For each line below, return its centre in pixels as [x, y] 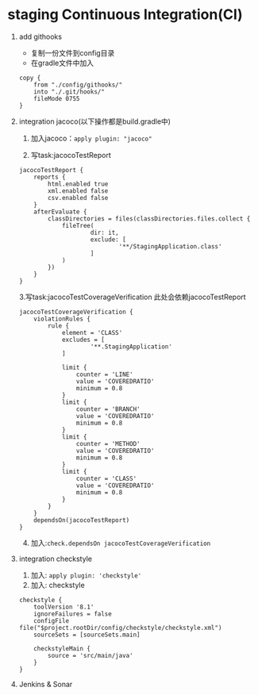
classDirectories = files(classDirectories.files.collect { [149, 219]
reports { [50, 177]
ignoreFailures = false [73, 614]
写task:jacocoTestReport [71, 155]
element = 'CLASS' [92, 332]
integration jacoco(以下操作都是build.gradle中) [95, 121]
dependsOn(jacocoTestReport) [82, 520]
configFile [52, 620]
